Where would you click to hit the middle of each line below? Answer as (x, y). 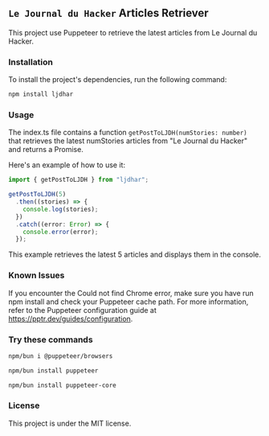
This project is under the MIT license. (70, 423)
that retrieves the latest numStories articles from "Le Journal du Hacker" (128, 141)
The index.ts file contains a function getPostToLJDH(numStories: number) (128, 133)
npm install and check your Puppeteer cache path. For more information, (128, 302)
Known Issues (37, 275)
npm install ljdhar (41, 95)
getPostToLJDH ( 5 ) (37, 195)
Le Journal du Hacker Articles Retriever (108, 13)
